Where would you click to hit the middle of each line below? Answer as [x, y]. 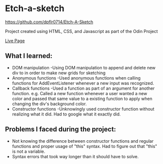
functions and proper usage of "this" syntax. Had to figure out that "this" [85, 146]
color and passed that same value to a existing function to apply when [82, 98]
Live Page [15, 41]
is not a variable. [28, 151]
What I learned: [29, 56]
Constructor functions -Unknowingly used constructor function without [83, 109]
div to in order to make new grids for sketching [59, 73]
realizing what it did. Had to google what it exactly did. [66, 114]
